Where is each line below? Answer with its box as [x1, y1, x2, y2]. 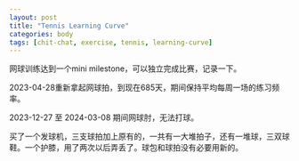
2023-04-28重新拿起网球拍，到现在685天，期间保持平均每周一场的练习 [9, 82, 272, 93]
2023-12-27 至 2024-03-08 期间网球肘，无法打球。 [9, 112, 199, 123]
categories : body [9, 29, 74, 38]
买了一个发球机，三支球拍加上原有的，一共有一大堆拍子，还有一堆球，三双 [9, 131, 282, 142]
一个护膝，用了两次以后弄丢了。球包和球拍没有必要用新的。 [24, 142, 243, 153]
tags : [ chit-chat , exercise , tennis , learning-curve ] [9, 37, 214, 47]
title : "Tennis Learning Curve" [9, 21, 129, 30]
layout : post [9, 12, 58, 22]
